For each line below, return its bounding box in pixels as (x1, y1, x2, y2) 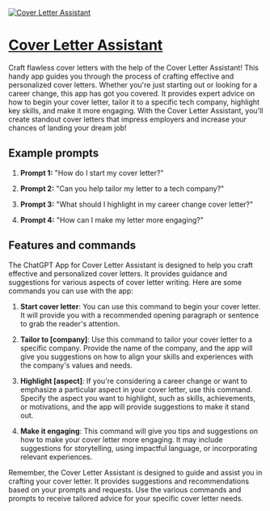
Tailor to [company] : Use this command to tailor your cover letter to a (19, 334, 253, 344)
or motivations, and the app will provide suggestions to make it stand (19, 402, 250, 411)
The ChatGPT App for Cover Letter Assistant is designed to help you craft (8, 260, 253, 270)
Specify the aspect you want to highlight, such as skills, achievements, (19, 393, 256, 402)
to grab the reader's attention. (19, 318, 120, 328)
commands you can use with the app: (8, 286, 133, 296)
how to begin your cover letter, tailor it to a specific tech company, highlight (8, 97, 260, 107)
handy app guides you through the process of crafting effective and (8, 71, 234, 81)
